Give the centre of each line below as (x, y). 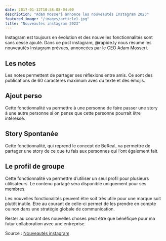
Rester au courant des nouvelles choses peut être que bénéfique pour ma (80, 218)
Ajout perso (23, 96)
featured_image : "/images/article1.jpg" (47, 19)
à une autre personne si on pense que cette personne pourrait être (73, 113)
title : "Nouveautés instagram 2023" (43, 23)
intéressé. (15, 118)
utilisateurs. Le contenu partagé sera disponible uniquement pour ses (76, 183)
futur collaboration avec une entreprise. (45, 224)
